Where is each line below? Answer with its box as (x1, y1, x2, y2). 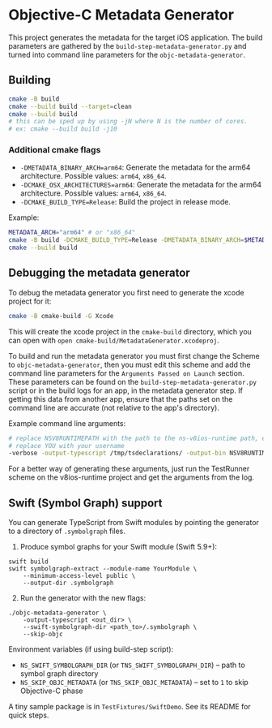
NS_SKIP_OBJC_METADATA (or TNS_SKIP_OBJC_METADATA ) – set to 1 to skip (19, 678, 249, 687)
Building (8, 73, 51, 87)
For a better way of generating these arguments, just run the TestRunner (8, 464, 250, 474)
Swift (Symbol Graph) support (8, 496, 163, 510)
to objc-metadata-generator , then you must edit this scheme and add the (8, 360, 251, 369)
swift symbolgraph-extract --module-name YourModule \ (8, 565, 198, 573)
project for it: (8, 296, 52, 306)
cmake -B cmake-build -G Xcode (8, 312, 114, 320)
